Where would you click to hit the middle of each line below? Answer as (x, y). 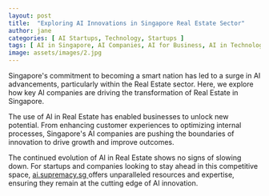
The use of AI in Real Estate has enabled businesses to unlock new (118, 116)
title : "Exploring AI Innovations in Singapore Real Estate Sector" (127, 23)
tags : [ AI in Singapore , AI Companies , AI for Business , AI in (118, 46)
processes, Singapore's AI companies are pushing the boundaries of (121, 134)
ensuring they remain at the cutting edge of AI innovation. (103, 183)
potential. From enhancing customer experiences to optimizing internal (125, 125)
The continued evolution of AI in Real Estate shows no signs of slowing (125, 158)
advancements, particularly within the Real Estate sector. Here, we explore (131, 84)
